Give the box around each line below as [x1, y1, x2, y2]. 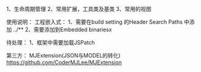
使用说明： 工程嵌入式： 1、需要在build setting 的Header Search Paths [6, 18, 183, 26]
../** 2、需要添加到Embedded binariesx [13, 26, 112, 33]
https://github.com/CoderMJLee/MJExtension [6, 59, 122, 66]
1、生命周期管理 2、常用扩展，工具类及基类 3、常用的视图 [6, 5, 152, 12]
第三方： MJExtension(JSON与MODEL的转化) [6, 52, 121, 59]
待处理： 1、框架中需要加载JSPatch [6, 39, 96, 46]
